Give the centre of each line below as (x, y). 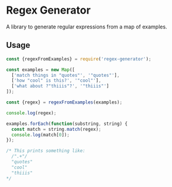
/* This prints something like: (46, 151)
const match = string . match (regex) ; (56, 129)
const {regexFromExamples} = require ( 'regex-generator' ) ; (79, 59)
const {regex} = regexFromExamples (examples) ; (64, 102)
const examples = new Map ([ (41, 70)
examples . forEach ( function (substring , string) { (67, 124)
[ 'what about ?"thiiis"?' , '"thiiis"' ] (60, 86)
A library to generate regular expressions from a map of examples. (87, 27)
